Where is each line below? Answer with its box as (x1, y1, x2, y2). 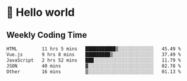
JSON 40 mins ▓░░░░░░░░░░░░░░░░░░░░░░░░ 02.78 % (6, 63, 182, 69)
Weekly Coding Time (6, 30, 87, 40)
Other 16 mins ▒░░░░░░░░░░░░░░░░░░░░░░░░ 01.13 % (6, 68, 182, 75)
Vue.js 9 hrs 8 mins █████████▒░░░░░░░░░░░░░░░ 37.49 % (6, 51, 182, 57)
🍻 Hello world (6, 5, 75, 19)
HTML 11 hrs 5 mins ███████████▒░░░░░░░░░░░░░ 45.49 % (6, 46, 182, 52)
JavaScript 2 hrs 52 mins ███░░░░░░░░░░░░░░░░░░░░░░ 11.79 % (6, 57, 182, 63)
